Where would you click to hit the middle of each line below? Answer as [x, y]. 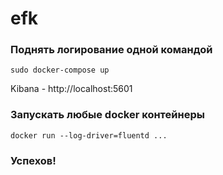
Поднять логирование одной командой [111, 50]
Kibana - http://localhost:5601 [71, 89]
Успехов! [33, 160]
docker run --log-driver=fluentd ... [89, 135]
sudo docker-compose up [60, 70]
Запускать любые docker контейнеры [107, 115]
